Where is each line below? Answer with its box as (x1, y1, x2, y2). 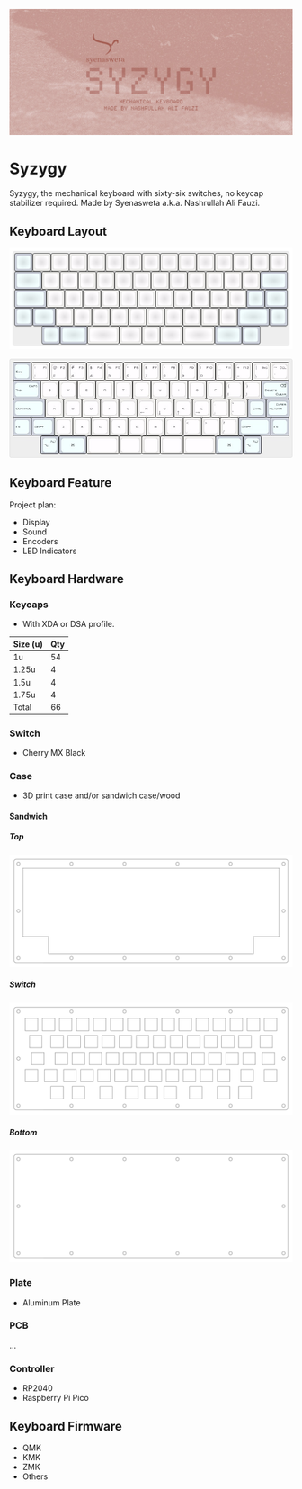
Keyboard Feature (9, 475, 112, 490)
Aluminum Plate (22, 1296, 81, 1308)
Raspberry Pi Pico (22, 1393, 90, 1404)
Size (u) (13, 639, 43, 650)
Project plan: (9, 499, 57, 510)
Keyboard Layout (9, 223, 108, 238)
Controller (9, 1362, 55, 1375)
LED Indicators (22, 545, 77, 556)
